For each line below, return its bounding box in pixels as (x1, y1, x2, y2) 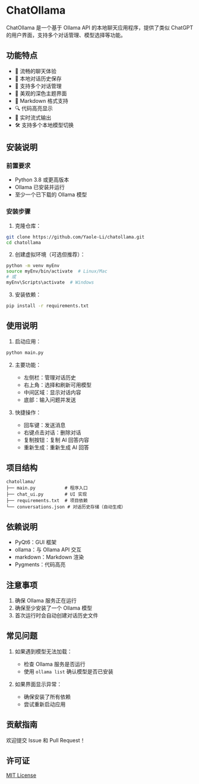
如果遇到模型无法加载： (14, 648, 72, 655)
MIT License (6, 772, 37, 779)
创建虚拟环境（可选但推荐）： (14, 251, 86, 258)
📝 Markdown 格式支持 (14, 97, 68, 104)
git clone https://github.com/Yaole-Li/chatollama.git (6, 234, 145, 240)
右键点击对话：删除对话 (23, 429, 81, 436)
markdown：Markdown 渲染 (14, 554, 84, 561)
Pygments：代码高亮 (14, 561, 66, 568)
